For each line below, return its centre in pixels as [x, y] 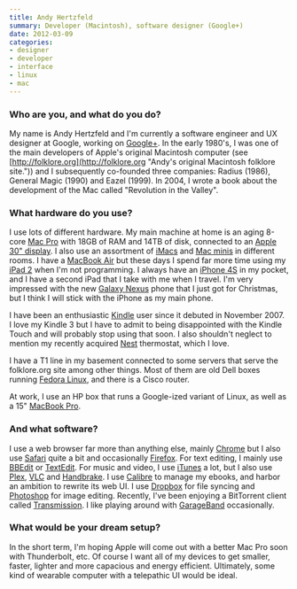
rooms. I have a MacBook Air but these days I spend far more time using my [148, 260]
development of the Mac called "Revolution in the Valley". [114, 190]
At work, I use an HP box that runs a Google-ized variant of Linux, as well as [148, 397]
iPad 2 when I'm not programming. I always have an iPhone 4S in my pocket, [149, 270]
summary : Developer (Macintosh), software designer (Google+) [126, 26]
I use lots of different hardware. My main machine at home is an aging [137, 232]
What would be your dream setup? [85, 528]
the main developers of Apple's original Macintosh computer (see [129, 152]
